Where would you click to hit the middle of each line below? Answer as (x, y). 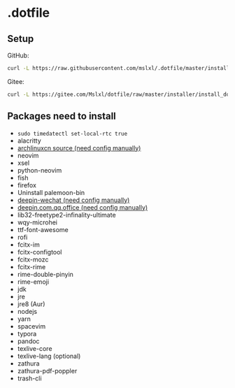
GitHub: (18, 55)
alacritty (29, 141)
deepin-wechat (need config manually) (73, 200)
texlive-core (35, 348)
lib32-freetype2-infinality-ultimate (67, 215)
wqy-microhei (37, 222)
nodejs (27, 311)
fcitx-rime (31, 266)
